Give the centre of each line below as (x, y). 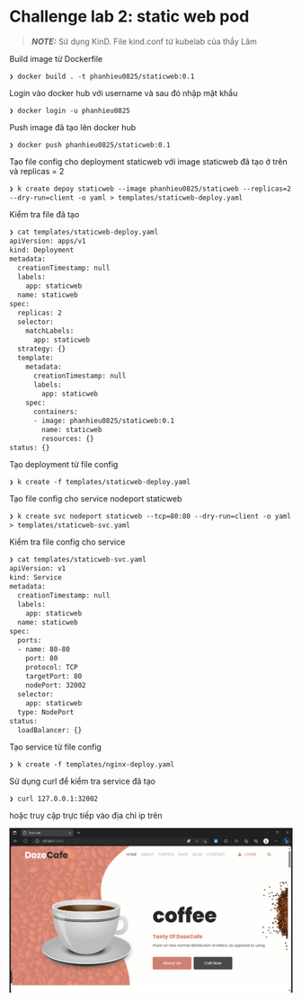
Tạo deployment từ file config (64, 464)
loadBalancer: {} (50, 730)
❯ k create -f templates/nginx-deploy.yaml (92, 764)
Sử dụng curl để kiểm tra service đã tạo (82, 781)
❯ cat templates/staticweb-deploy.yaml (84, 232)
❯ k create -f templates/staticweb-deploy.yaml (100, 482)
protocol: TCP (52, 667)
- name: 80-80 (44, 649)
